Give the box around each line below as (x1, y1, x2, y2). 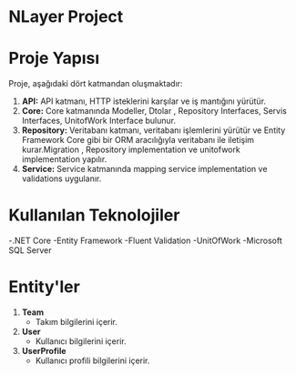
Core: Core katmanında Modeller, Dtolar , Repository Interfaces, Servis (21, 106, 288, 117)
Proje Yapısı (8, 48, 100, 69)
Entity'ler (8, 277, 81, 298)
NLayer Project (8, 6, 124, 27)
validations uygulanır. (21, 173, 102, 184)
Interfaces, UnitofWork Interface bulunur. (21, 116, 177, 127)
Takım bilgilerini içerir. (35, 317, 117, 327)
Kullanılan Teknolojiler (8, 205, 180, 226)
